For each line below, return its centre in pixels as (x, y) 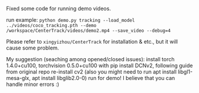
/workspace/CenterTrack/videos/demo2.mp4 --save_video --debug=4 (88, 31)
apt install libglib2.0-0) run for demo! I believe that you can (103, 78)
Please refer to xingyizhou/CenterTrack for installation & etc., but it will (92, 41)
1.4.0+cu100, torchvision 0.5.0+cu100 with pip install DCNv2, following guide (99, 65)
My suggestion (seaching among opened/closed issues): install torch (90, 59)
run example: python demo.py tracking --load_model (70, 20)
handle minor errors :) (33, 84)
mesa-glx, (18, 78)
